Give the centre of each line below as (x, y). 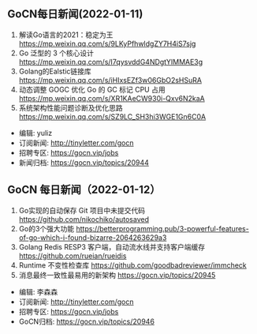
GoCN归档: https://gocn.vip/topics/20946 (87, 321)
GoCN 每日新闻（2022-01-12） (84, 190)
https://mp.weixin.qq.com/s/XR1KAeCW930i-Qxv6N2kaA (112, 98)
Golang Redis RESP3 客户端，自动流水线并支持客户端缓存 (112, 246)
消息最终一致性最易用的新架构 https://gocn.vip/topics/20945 (117, 275)
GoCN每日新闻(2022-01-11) (75, 14)
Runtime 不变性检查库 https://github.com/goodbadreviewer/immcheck (133, 265)
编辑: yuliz (35, 133)
